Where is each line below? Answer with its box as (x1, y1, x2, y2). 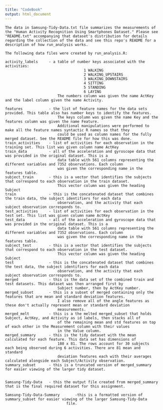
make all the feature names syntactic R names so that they (5, 127, 130, 132)
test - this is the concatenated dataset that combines (5, 260, 154, 265)
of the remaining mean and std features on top (57, 320, 156, 325)
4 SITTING (83, 81, 104, 85)
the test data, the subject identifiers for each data (5, 264, 119, 269)
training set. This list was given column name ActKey (5, 144, 119, 149)
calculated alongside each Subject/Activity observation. (5, 358, 125, 363)
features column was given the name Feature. (5, 119, 99, 124)
